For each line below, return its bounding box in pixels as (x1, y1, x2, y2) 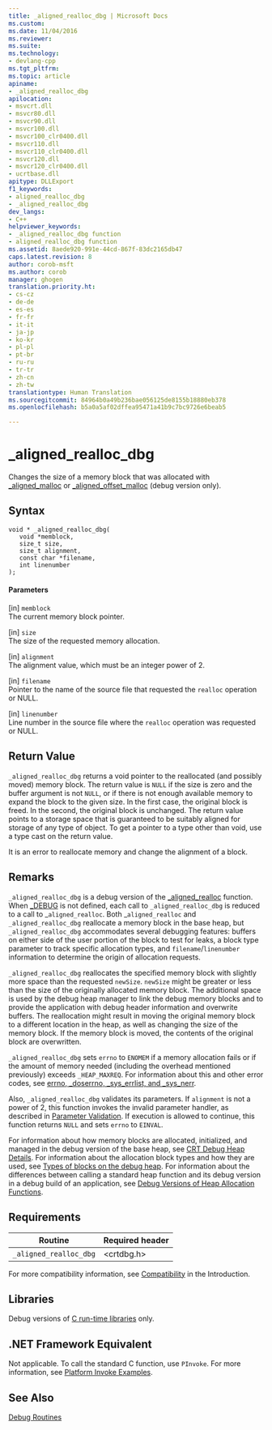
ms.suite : (8, 42, 42, 50)
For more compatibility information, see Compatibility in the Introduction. (8, 1269, 251, 1279)
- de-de (8, 298, 35, 306)
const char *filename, (19, 554, 96, 562)
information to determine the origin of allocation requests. (8, 952, 201, 962)
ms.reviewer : (8, 34, 53, 43)
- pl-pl (8, 343, 35, 351)
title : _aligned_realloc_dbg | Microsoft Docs (8, 11, 168, 20)
